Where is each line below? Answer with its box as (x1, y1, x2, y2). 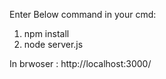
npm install (23, 28, 70, 39)
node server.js (23, 39, 84, 50)
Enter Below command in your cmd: (9, 9, 157, 20)
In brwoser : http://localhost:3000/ (9, 58, 152, 69)
